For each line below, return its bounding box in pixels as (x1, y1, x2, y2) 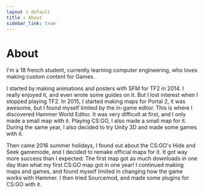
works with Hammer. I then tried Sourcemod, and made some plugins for (6, 174, 189, 181)
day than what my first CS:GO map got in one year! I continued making (6, 161, 184, 169)
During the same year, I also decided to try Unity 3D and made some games (6, 124, 197, 131)
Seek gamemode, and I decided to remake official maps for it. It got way (6, 149, 188, 156)
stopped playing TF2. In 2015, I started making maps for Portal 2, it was (6, 98, 186, 105)
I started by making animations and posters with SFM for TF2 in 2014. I (6, 85, 184, 92)
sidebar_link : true (6, 20, 56, 26)
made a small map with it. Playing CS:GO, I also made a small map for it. (6, 117, 187, 125)
